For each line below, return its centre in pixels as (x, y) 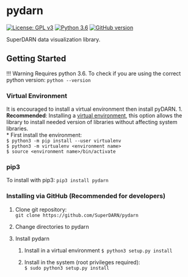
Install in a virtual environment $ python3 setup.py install (98, 250)
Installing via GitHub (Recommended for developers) (86, 196)
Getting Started (36, 59)
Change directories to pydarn (52, 226)
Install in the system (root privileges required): (82, 262)
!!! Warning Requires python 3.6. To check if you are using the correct (94, 73)
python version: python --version (49, 79)
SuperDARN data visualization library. (53, 39)
